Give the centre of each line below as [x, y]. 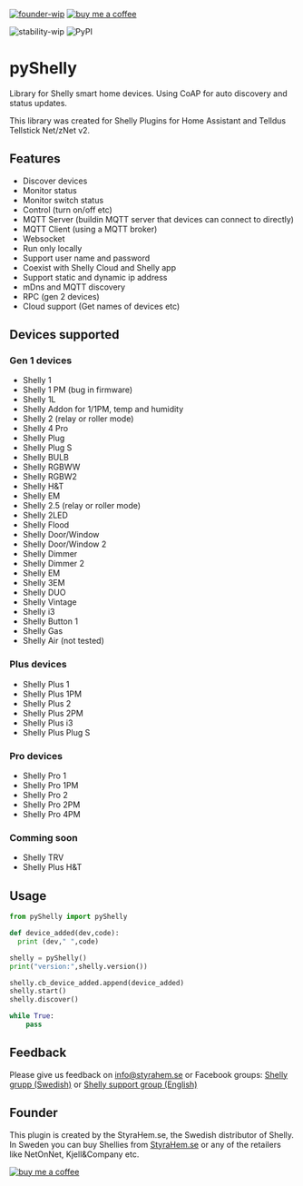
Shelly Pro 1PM [50, 786]
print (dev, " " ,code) [59, 941]
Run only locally [52, 248]
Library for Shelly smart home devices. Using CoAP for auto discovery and [148, 93]
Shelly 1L [39, 400]
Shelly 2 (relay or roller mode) [78, 419]
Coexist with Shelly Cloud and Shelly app [99, 267]
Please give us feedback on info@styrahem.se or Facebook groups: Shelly [149, 1074]
